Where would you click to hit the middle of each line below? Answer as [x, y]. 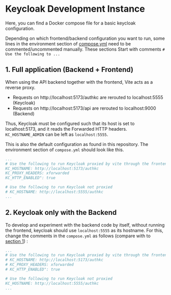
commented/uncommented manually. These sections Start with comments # [85, 49]
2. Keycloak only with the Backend [61, 213]
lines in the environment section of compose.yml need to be [68, 43]
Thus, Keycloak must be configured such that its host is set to [70, 124]
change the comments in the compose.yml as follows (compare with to [78, 236]
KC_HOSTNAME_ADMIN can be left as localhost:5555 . [57, 134]
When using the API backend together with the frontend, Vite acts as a [79, 82]
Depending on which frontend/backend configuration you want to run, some [85, 38]
